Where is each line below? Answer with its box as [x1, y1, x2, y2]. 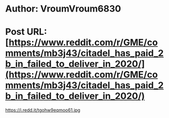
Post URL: [5, 26, 47, 38]
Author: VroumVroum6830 [5, 3, 121, 15]
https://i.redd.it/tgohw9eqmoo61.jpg [5, 107, 80, 113]
